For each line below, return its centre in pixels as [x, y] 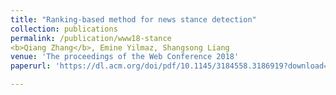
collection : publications [64, 29]
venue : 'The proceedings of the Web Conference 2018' [125, 57]
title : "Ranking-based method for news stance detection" [133, 19]
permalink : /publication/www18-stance [91, 38]
